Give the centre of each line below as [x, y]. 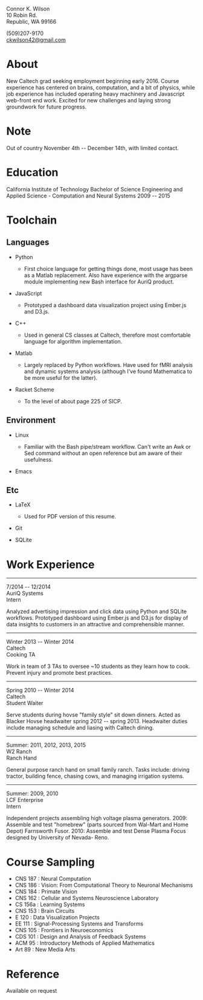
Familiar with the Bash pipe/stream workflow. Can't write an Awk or [108, 446]
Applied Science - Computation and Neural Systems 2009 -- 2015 [88, 196]
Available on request [32, 991]
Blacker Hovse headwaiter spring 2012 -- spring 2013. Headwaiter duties [97, 721]
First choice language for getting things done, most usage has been [108, 268]
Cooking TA [21, 655]
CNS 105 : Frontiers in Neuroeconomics [64, 930]
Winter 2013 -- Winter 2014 [40, 642]
